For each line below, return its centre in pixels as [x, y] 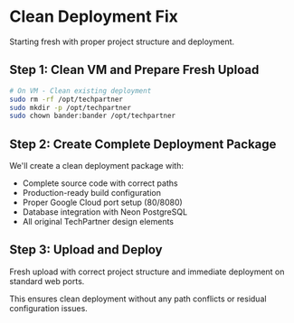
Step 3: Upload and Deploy [86, 250]
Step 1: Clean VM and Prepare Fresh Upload [134, 70]
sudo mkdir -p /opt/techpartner [70, 107]
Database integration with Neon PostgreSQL [105, 212]
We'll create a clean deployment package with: [96, 166]
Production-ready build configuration [91, 193]
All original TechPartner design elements [98, 222]
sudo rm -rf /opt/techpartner [66, 99]
